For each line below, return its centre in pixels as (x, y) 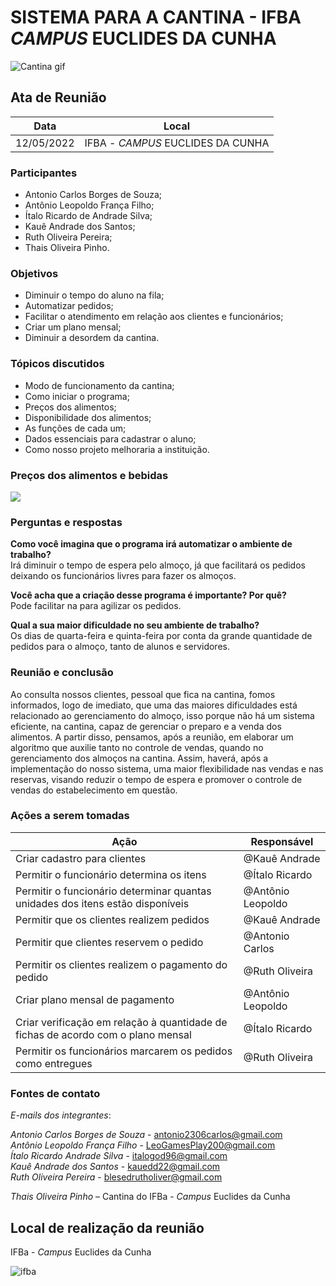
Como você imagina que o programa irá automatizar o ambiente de (151, 544)
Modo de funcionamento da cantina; (99, 385)
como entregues (54, 1063)
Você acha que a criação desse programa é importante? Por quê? (148, 595)
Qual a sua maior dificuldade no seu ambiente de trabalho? (135, 625)
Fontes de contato (55, 1093)
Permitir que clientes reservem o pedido (109, 942)
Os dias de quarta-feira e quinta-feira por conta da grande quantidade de (161, 636)
